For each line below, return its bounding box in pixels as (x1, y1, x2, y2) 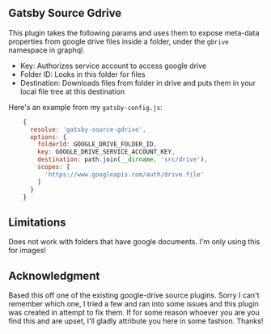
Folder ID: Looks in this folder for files (19, 69, 146, 79)
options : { (29, 133, 67, 141)
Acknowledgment (8, 268, 100, 282)
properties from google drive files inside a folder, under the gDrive (8, 36, 229, 46)
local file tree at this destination (19, 87, 125, 96)
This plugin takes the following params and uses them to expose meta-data (8, 27, 260, 37)
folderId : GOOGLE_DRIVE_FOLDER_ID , (37, 141, 158, 149)
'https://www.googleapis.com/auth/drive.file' (44, 170, 205, 179)
